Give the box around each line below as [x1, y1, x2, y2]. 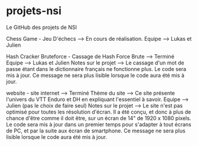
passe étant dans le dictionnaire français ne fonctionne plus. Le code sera [6, 65, 187, 72]
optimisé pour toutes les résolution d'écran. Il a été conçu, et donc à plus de [6, 108, 191, 115]
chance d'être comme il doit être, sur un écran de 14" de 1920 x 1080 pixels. [6, 114, 191, 122]
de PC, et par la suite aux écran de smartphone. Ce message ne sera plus [6, 127, 186, 134]
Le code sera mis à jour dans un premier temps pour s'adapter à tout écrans [6, 121, 191, 128]
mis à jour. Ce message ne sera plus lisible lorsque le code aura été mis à [6, 72, 185, 79]
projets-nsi [6, 4, 62, 18]
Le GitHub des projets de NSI [6, 24, 77, 31]
